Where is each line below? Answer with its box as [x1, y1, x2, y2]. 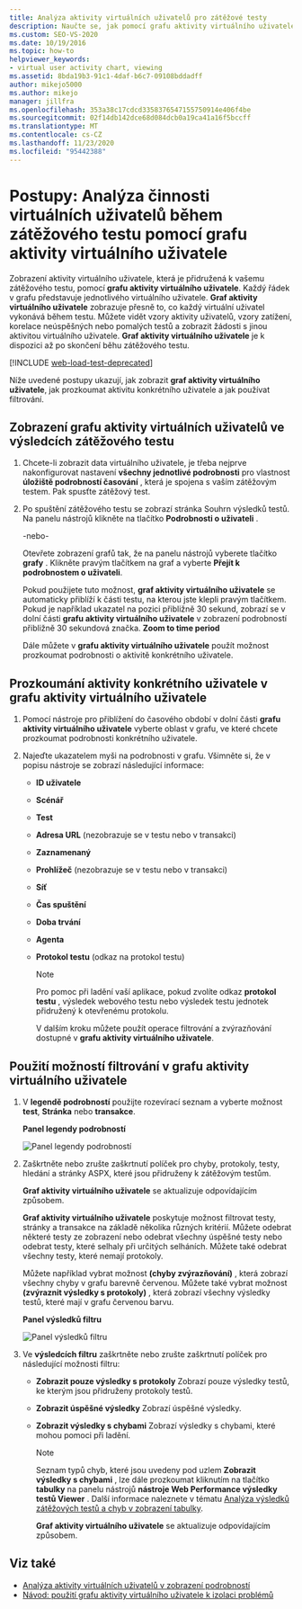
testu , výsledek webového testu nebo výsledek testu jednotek [35, 996, 270, 1007]
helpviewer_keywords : [9, 55, 91, 64]
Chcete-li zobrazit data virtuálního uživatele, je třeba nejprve [22, 458, 247, 469]
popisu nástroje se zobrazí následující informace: [22, 760, 205, 771]
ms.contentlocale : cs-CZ [9, 130, 102, 139]
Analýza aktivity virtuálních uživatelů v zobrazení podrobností [22, 1579, 251, 1590]
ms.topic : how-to [9, 47, 75, 56]
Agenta [35, 934, 65, 945]
